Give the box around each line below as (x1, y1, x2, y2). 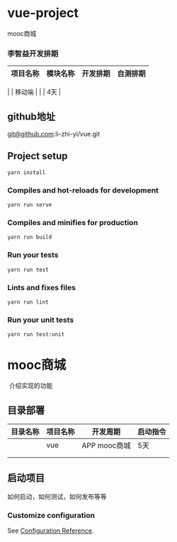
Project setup (7, 150, 69, 162)
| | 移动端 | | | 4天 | (7, 88, 62, 96)
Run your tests (7, 250, 59, 260)
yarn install (7, 168, 46, 176)
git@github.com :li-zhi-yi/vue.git (7, 129, 101, 139)
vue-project (7, 5, 79, 21)
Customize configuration (7, 510, 96, 520)
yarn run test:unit (7, 331, 65, 338)
